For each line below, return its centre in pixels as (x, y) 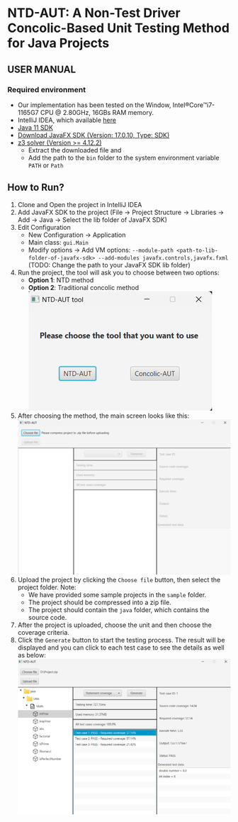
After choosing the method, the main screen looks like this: (103, 416)
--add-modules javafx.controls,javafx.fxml (163, 258)
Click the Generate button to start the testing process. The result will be (121, 640)
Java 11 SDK (35, 127)
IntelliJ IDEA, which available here (67, 120)
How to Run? (36, 188)
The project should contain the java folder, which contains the (119, 610)
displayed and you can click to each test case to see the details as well (121, 648)
